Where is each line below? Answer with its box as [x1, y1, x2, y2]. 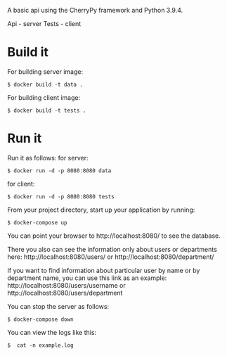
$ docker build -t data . [7, 81, 83, 88]
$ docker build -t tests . [7, 107, 86, 114]
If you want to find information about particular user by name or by [7, 266, 200, 274]
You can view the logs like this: [7, 328, 97, 336]
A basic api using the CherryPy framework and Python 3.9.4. [7, 6, 183, 14]
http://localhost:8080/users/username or [7, 281, 127, 289]
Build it [7, 44, 49, 61]
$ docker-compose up [7, 219, 68, 226]
